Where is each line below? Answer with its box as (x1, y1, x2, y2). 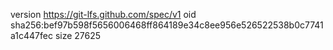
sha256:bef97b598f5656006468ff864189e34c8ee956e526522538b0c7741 (10, 19, 324, 31)
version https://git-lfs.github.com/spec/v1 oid (10, 9, 197, 20)
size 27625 (54, 30, 102, 41)
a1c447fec (10, 30, 53, 41)
